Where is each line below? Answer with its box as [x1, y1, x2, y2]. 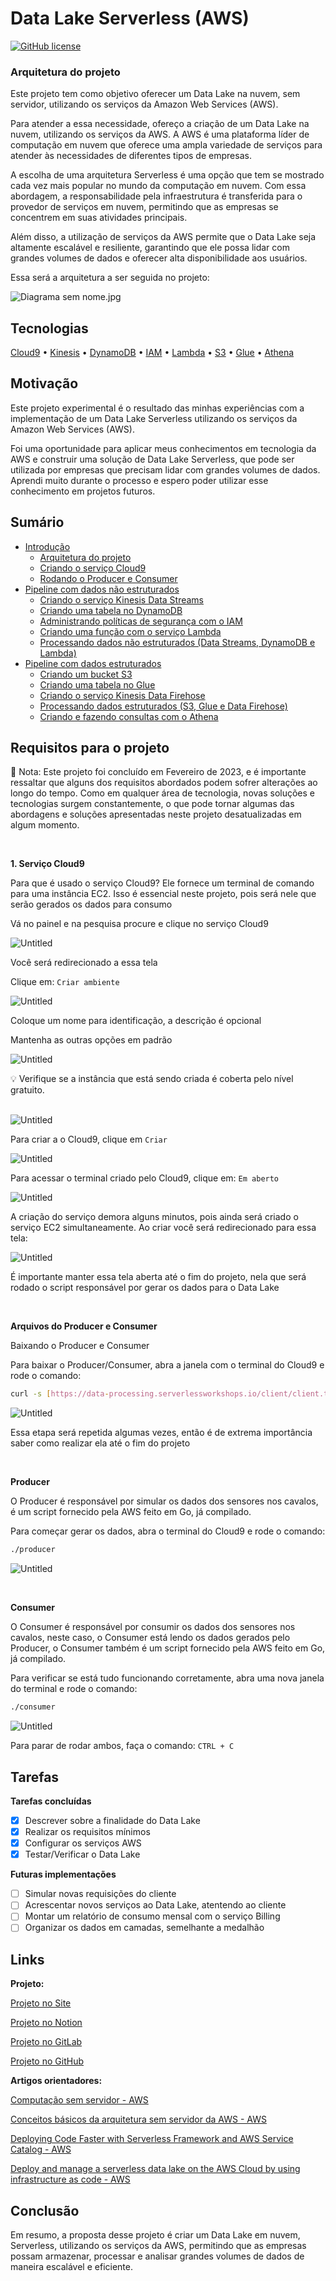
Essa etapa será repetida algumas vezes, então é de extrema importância [10, 1427, 313, 1439]
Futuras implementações [10, 1868, 117, 1881]
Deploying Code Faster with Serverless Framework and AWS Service [10, 2133, 294, 2145]
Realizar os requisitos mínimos [24, 1825, 151, 1837]
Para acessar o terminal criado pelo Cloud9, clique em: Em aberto [10, 1172, 280, 1184]
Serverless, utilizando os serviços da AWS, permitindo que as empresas [10, 2240, 307, 2252]
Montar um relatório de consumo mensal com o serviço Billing [24, 1910, 281, 1922]
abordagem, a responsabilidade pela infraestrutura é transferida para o [10, 190, 303, 202]
